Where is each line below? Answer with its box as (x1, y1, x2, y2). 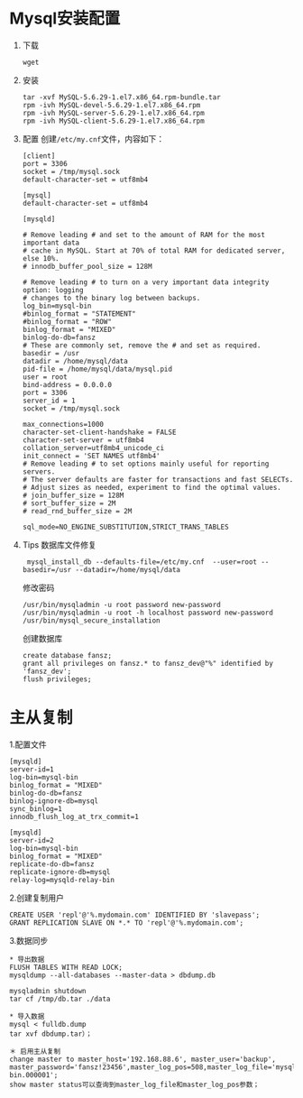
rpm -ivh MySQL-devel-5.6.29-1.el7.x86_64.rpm (22, 100, 201, 109)
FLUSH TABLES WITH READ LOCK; (9, 963, 124, 972)
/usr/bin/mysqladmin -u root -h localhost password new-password (22, 608, 273, 617)
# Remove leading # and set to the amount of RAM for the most (22, 230, 266, 239)
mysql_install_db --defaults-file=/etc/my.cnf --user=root (26, 557, 258, 567)
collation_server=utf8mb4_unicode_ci (22, 443, 165, 452)
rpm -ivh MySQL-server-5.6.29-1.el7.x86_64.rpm (22, 108, 205, 117)
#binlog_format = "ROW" (22, 317, 113, 326)
